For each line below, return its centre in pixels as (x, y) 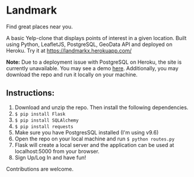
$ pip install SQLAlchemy (46, 120)
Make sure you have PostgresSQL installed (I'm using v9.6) (87, 132)
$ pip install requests (44, 127)
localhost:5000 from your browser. (57, 151)
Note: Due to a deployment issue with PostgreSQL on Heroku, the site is (94, 62)
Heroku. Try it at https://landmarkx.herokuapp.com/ (69, 50)
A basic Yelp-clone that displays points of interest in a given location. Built (96, 38)
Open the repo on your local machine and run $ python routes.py (95, 139)
